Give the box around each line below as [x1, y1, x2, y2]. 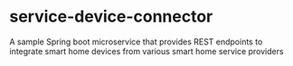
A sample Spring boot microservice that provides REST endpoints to [9, 36, 263, 47]
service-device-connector [9, 6, 213, 27]
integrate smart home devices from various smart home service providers [9, 45, 284, 56]
